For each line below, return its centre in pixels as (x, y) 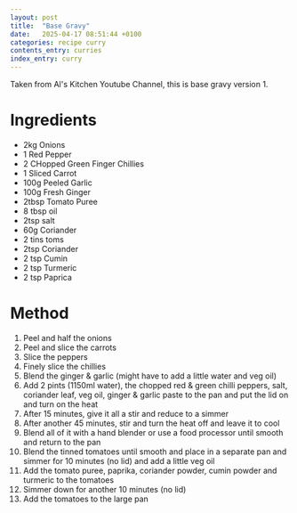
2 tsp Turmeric (50, 267)
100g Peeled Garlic (57, 183)
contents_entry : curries (56, 51)
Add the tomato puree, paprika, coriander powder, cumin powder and (150, 470)
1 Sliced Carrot (50, 173)
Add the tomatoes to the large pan (86, 499)
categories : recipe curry (58, 42)
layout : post (34, 17)
